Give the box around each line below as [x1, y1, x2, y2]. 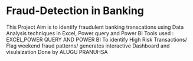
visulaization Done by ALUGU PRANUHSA [6, 48, 108, 55]
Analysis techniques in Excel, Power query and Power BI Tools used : [6, 29, 174, 36]
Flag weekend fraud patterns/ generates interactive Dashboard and [6, 42, 170, 49]
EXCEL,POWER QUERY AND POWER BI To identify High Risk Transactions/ [6, 36, 188, 43]
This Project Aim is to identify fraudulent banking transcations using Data [6, 23, 184, 30]
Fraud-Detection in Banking [6, 4, 145, 18]
